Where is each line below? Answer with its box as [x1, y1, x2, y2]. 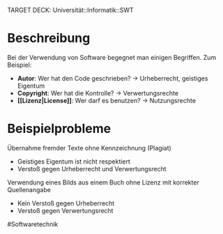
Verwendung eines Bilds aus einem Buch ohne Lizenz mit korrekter [7, 178, 200, 187]
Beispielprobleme [7, 121, 111, 136]
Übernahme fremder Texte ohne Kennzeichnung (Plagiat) [7, 143, 172, 152]
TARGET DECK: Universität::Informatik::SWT [7, 6, 134, 14]
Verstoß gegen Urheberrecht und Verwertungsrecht [17, 164, 167, 173]
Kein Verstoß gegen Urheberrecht [17, 198, 115, 208]
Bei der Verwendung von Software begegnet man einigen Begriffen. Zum [7, 53, 217, 61]
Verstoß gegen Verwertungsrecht [17, 206, 114, 214]
